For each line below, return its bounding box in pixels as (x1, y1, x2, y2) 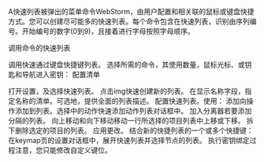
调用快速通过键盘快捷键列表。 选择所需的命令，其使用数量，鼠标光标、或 (8, 60, 245, 69)
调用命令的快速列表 (8, 43, 71, 53)
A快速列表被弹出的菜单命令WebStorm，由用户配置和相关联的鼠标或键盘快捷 (8, 7, 255, 16)
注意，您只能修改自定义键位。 (14, 145, 112, 155)
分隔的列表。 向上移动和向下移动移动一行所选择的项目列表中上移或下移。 (8, 116, 245, 125)
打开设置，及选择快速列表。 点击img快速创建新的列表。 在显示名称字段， (8, 87, 246, 96)
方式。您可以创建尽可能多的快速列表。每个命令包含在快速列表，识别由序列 (8, 17, 250, 26)
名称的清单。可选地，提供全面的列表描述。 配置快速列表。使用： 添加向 (14, 97, 247, 105)
